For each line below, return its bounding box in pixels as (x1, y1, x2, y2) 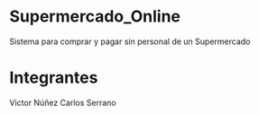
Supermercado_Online (9, 6, 180, 27)
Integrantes (9, 67, 98, 88)
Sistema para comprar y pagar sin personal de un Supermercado (9, 36, 251, 47)
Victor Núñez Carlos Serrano (9, 97, 116, 108)
